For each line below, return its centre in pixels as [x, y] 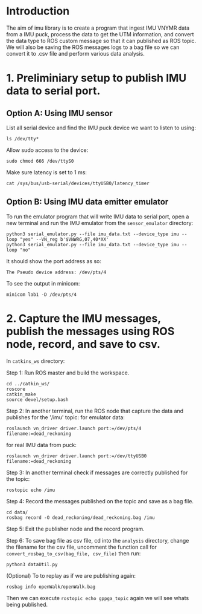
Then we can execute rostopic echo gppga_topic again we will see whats [98, 598]
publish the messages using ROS [90, 331]
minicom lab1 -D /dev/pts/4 [42, 295]
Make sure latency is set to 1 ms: [47, 172]
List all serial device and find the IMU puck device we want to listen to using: [101, 128]
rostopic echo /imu [31, 490]
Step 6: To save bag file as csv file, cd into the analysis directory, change [98, 540]
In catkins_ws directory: [36, 361]
